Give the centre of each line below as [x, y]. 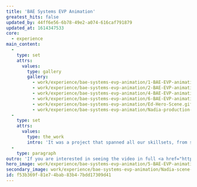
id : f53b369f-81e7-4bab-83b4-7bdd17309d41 [59, 175]
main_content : [23, 45]
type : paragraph [37, 153]
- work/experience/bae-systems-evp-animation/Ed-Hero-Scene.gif [112, 104]
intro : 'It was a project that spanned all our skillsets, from [107, 142]
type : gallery [44, 72]
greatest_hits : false [33, 17]
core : [13, 33]
